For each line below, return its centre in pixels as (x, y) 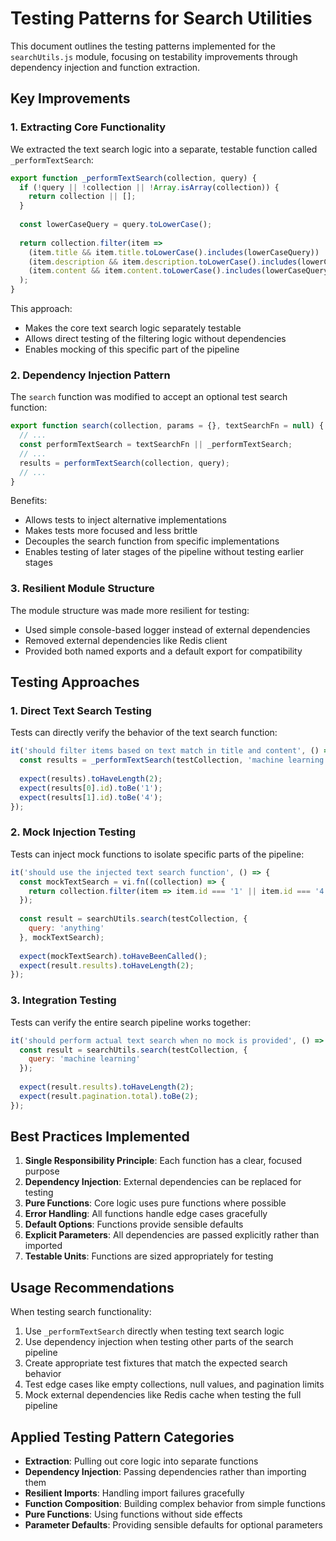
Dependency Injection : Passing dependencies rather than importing (165, 1472)
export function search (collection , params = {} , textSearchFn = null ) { (167, 426)
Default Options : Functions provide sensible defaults (134, 1224)
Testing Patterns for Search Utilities (161, 18)
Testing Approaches (75, 682)
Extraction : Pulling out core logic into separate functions (141, 1461)
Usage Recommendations (92, 1287)
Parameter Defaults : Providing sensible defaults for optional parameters (173, 1525)
